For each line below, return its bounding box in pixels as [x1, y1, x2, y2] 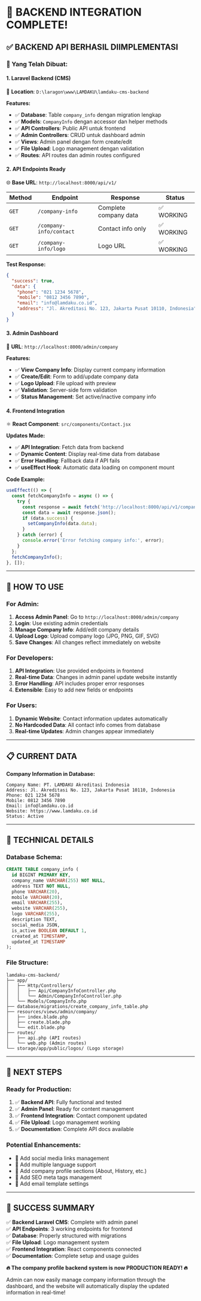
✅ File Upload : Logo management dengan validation [14, 145, 145, 152]
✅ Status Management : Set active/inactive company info [14, 393, 157, 400]
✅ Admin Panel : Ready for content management [14, 1105, 135, 1113]
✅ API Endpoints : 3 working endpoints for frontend [6, 1226, 133, 1233]
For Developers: [6, 654, 54, 662]
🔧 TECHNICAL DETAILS [6, 834, 94, 845]
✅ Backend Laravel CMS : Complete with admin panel [6, 1218, 138, 1226]
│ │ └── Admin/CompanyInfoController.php [6, 993, 121, 999]
